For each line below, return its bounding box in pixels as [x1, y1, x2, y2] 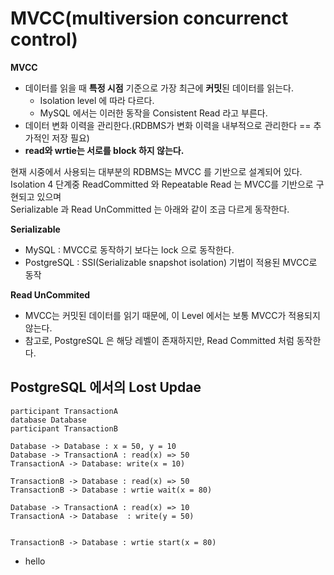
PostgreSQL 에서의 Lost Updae [10, 379, 202, 396]
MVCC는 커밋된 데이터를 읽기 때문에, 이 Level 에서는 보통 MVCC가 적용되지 [24, 309, 321, 321]
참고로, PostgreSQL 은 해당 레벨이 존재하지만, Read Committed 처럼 [24, 334, 295, 346]
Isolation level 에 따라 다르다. [39, 94, 155, 106]
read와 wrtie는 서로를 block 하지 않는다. [24, 144, 185, 156]
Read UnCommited [10, 288, 91, 301]
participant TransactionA [10, 406, 118, 416]
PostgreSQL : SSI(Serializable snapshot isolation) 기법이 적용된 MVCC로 [24, 256, 318, 268]
